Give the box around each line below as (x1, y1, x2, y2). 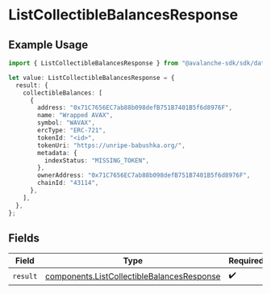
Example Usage (8, 38, 89, 52)
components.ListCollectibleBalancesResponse (45, 271, 221, 282)
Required (228, 255, 265, 267)
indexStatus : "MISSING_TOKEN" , (44, 156, 150, 165)
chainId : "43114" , (37, 179, 99, 187)
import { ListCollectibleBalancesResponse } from (8, 59, 179, 67)
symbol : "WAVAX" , (37, 119, 95, 127)
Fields (8, 231, 40, 245)
